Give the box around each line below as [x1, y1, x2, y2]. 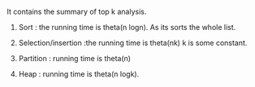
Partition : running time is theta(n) [18, 54, 131, 63]
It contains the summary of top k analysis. [6, 7, 147, 16]
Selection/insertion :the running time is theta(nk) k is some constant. [18, 38, 248, 48]
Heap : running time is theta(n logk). [18, 69, 140, 79]
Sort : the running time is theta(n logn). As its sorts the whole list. [18, 23, 236, 31]
